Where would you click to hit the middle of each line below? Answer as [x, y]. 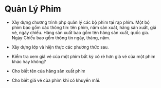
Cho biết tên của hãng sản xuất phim [48, 71]
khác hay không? [29, 61]
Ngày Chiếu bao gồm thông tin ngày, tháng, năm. [61, 38]
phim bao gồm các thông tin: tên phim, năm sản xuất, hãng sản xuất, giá [84, 27]
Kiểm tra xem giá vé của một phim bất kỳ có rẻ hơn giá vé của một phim [83, 56]
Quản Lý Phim [33, 9]
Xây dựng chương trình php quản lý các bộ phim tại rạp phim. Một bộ [80, 22]
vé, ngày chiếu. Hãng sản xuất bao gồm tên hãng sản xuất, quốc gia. [80, 32]
